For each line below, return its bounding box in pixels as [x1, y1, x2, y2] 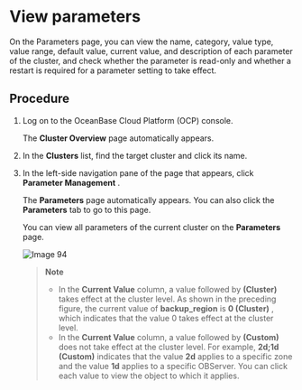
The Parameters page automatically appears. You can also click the [22, 194, 275, 205]
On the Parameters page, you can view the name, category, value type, [9, 36, 274, 47]
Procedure [9, 91, 70, 107]
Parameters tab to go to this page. [22, 204, 151, 215]
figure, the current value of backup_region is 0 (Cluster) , [58, 302, 275, 313]
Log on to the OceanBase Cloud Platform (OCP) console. [22, 115, 233, 125]
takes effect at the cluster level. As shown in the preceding [58, 293, 277, 304]
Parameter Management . [22, 177, 121, 188]
